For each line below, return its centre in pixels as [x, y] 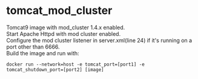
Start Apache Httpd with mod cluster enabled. [64, 33]
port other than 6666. [33, 47]
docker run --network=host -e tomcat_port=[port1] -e [76, 64]
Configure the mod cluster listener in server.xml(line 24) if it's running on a [99, 40]
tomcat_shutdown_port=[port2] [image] [55, 70]
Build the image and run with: [43, 53]
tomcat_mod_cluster [59, 11]
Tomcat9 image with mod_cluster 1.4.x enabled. [66, 27]
